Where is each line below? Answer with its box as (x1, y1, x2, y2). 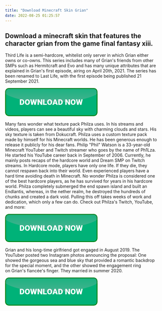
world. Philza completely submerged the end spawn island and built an (5, 183, 147, 189)
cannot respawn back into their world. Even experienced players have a (5, 168, 149, 174)
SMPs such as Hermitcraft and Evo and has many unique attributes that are (5, 63, 156, 68)
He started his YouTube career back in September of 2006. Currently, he (5, 152, 151, 158)
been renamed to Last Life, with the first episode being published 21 (5, 73, 142, 79)
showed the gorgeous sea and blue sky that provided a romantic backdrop (5, 257, 155, 264)
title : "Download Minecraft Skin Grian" (5, 8, 89, 13)
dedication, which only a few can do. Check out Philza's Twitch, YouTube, (5, 199, 154, 205)
